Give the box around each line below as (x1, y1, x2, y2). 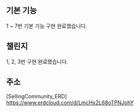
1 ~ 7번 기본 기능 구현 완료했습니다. (6, 22, 87, 29)
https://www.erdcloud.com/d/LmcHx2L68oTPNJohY (6, 99, 134, 106)
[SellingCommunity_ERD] (6, 93, 67, 100)
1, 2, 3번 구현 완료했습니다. (6, 58, 68, 65)
